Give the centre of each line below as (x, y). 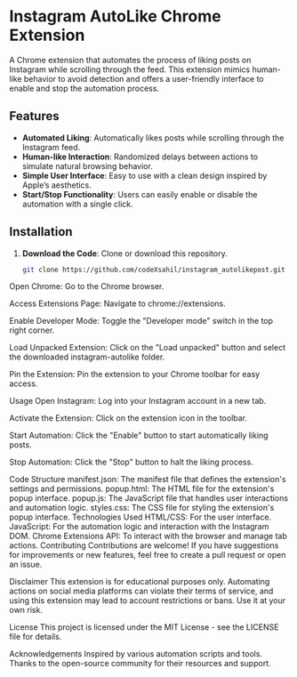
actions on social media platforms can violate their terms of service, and (141, 591)
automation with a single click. (77, 204)
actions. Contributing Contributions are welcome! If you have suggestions (144, 545)
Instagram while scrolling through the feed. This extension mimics (130, 69)
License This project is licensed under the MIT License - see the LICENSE (144, 627)
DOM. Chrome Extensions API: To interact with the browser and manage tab (148, 536)
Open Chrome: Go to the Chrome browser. (87, 286)
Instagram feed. (51, 147)
